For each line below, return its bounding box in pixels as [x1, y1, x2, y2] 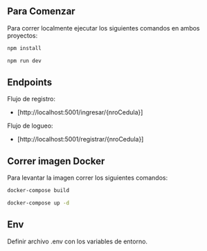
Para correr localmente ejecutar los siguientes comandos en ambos [7, 24, 200, 32]
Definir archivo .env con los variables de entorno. [7, 237, 147, 245]
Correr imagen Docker [7, 155, 105, 167]
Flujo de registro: [7, 95, 55, 103]
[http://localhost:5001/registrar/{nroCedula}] [17, 135, 144, 144]
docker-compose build [7, 187, 70, 194]
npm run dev [7, 57, 42, 64]
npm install [7, 44, 42, 51]
